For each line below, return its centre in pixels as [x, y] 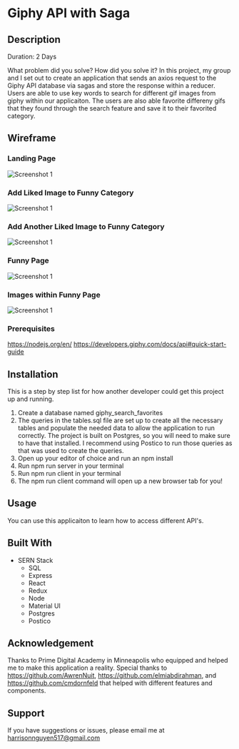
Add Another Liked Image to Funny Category [86, 226]
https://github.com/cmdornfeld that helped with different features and [110, 683]
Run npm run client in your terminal [69, 473]
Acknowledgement [51, 643]
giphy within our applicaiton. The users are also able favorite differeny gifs [117, 101]
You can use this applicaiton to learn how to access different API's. [106, 520]
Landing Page [32, 158]
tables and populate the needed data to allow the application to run [116, 428]
